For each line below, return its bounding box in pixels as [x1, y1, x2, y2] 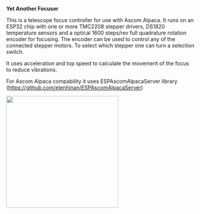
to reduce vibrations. [6, 66, 57, 73]
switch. [6, 48, 24, 55]
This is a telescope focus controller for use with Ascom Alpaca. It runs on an [6, 17, 194, 23]
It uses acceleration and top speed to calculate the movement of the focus [6, 60, 189, 67]
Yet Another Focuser [6, 5, 59, 12]
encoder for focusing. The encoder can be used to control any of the [6, 36, 176, 42]
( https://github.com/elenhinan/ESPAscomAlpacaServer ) [6, 84, 143, 91]
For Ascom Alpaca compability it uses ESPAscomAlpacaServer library [6, 77, 178, 85]
